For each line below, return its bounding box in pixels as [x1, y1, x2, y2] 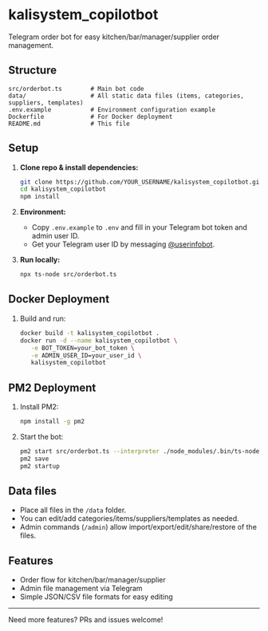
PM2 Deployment [8, 381, 97, 394]
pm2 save [19, 455, 49, 463]
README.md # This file [8, 120, 130, 128]
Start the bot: [19, 432, 64, 441]
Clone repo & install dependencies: [19, 162, 139, 172]
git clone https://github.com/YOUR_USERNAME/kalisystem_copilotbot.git [19, 178, 263, 186]
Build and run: [19, 314, 66, 323]
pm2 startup [19, 462, 60, 470]
